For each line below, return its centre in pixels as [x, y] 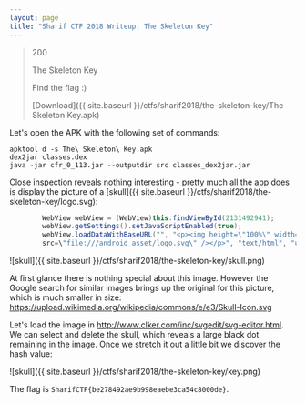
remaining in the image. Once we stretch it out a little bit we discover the [145, 344]
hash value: [31, 354]
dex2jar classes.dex [49, 157]
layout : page [34, 18]
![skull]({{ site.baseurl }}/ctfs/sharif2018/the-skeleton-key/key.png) [135, 371]
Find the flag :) [59, 87]
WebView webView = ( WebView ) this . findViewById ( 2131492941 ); [158, 218]
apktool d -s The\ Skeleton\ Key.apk [81, 149]
